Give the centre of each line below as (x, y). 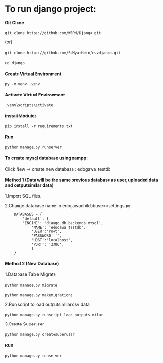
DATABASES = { (28, 214)
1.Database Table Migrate (30, 274)
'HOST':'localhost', (52, 240)
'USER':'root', (46, 231)
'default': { (36, 219)
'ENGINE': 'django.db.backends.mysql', (63, 223)
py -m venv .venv (23, 84)
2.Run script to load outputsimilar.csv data (47, 304)
